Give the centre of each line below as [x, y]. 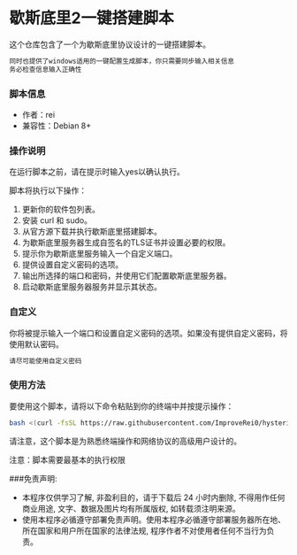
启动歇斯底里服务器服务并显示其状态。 [91, 287]
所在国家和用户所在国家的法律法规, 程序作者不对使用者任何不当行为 [144, 530]
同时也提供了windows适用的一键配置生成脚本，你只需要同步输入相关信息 [122, 61]
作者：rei [38, 114]
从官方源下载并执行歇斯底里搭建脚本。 [91, 232]
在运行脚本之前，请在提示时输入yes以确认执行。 [97, 172]
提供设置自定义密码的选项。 [72, 265]
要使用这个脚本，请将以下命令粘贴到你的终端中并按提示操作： [122, 406]
